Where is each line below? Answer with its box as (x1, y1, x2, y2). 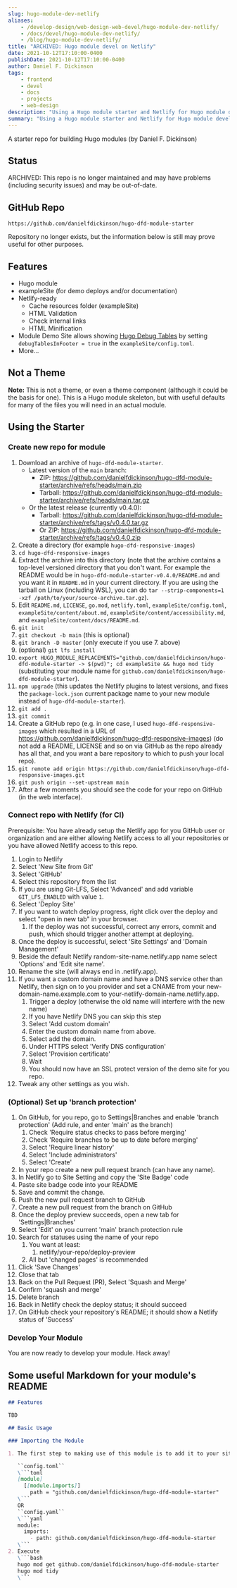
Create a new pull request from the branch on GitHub (18, 1203, 173, 1212)
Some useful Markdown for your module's (8, 1369, 196, 1381)
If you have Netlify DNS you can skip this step (28, 1012, 162, 1021)
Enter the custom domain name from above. (28, 1027, 157, 1035)
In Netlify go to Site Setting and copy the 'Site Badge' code (18, 1173, 189, 1181)
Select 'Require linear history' (28, 1143, 115, 1152)
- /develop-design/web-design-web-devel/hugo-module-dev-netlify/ (20, 23, 219, 30)
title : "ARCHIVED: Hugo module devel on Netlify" (8, 43, 157, 50)
